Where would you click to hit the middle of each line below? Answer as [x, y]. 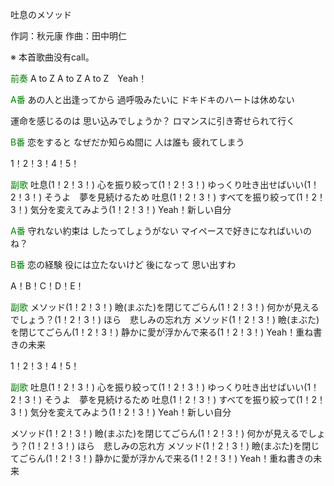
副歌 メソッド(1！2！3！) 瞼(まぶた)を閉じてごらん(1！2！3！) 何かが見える [165, 307]
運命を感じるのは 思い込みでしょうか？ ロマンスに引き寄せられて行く [153, 121]
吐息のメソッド [41, 14]
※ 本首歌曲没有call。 [52, 57]
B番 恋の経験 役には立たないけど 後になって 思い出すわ [123, 264]
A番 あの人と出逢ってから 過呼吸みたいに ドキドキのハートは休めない [152, 99]
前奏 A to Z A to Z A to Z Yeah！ [79, 78]
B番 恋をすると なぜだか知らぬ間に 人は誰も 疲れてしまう [127, 142]
